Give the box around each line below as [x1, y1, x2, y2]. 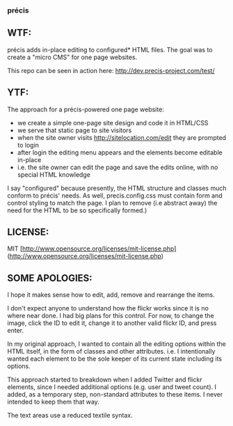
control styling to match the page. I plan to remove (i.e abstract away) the [7, 198, 218, 207]
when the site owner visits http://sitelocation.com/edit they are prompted [17, 133, 227, 141]
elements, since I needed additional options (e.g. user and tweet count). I [7, 383, 217, 391]
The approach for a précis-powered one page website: [7, 105, 165, 113]
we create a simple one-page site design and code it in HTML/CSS [17, 118, 209, 127]
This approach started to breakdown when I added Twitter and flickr [7, 375, 202, 384]
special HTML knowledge [17, 170, 90, 179]
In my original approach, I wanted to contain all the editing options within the [7, 340, 226, 348]
